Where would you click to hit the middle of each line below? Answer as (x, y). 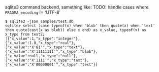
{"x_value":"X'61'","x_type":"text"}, (45, 47)
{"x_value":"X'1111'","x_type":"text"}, (47, 60)
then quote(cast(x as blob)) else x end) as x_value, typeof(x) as (76, 30)
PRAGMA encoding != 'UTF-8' (33, 12)
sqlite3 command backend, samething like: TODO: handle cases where (77, 7)
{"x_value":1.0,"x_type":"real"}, (41, 43)
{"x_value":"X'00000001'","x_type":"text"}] (51, 65)
